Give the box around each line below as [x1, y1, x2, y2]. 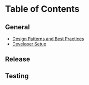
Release [5, 55, 30, 64]
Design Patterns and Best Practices [12, 36, 85, 42]
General [5, 23, 30, 31]
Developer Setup [12, 41, 47, 47]
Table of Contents [5, 3, 80, 15]
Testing [5, 72, 29, 80]
